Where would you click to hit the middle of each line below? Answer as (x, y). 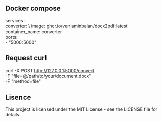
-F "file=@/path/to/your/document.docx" (48, 76)
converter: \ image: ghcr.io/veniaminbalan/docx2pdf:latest (66, 26)
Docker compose (33, 8)
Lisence (18, 97)
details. (13, 115)
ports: (11, 37)
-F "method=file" (23, 81)
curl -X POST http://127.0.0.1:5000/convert (50, 70)
